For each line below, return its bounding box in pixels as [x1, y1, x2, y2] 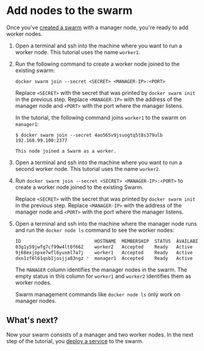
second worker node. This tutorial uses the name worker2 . [15, 165, 161, 172]
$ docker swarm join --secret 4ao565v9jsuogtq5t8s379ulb [15, 132, 163, 138]
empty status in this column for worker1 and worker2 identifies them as [15, 273, 192, 280]
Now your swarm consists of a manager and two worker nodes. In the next [6, 331, 194, 338]
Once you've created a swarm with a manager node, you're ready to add [6, 24, 189, 31]
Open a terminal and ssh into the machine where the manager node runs [15, 220, 197, 227]
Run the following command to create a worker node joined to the [15, 60, 180, 68]
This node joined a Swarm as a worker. [15, 148, 117, 154]
